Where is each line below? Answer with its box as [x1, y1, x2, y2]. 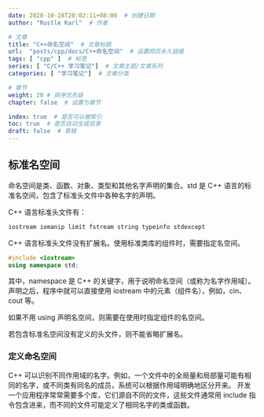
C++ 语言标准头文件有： [8, 207, 86, 216]
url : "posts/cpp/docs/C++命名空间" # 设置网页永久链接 [8, 48, 185, 56]
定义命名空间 [8, 351, 57, 362]
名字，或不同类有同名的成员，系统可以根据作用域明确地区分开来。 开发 [21, 380, 251, 389]
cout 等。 [8, 296, 39, 305]
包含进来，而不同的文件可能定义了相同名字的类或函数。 [14, 400, 194, 409]
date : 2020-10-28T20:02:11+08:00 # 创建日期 [8, 11, 156, 20]
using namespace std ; [8, 261, 79, 269]
